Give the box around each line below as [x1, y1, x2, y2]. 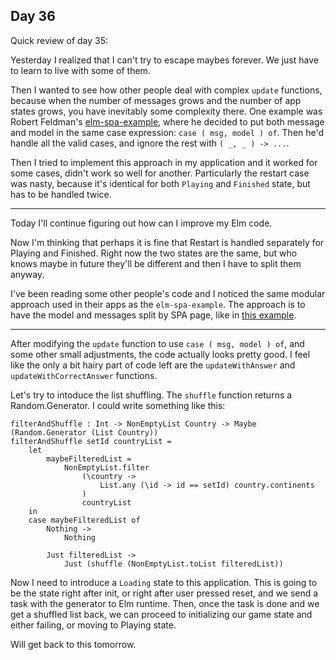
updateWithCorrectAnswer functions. [10, 369, 158, 381]
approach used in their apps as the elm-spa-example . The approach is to [10, 298, 306, 310]
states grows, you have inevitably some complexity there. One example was [10, 105, 323, 117]
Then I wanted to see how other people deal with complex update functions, [10, 84, 323, 96]
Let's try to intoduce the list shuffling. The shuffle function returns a [10, 389, 293, 401]
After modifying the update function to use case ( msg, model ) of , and [10, 337, 305, 349]
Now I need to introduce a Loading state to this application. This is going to [10, 576, 318, 588]
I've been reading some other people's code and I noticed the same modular [10, 287, 326, 299]
